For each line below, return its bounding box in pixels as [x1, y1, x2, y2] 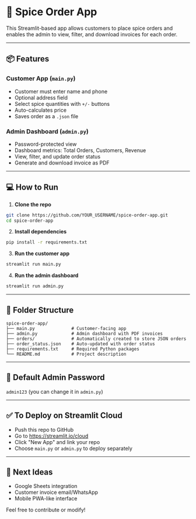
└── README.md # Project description [6, 351, 127, 357]
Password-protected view [14, 140, 77, 147]
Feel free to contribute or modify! [6, 506, 86, 514]
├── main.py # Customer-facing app [6, 325, 127, 331]
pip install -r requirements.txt [6, 239, 87, 245]
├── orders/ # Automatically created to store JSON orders [6, 336, 187, 342]
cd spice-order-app [6, 218, 54, 224]
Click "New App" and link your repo [14, 438, 100, 445]
